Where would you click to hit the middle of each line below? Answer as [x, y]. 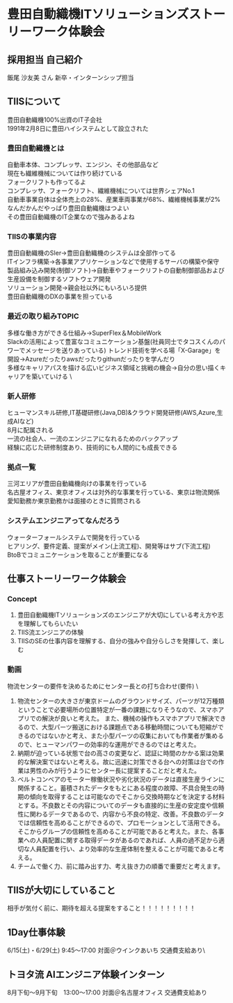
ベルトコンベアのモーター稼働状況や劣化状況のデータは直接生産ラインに [121, 779]
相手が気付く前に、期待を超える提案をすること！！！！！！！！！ [102, 908]
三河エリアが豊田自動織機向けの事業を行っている [77, 484]
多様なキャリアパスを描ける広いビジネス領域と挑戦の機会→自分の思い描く [114, 368]
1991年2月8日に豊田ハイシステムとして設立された [78, 128]
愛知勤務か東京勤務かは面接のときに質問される [74, 501]
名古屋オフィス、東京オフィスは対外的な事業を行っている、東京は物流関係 [114, 492]
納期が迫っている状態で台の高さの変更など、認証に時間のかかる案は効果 [121, 753]
